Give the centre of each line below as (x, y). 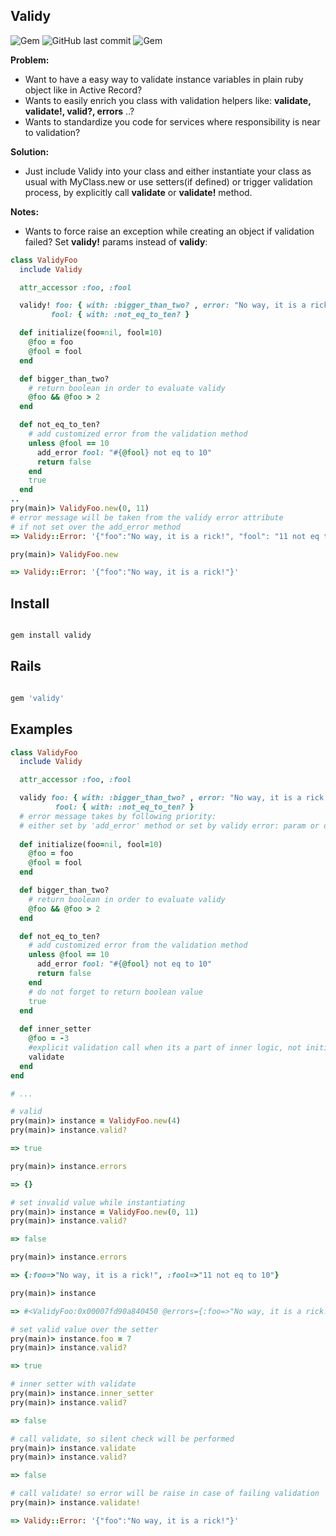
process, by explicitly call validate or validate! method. (138, 192)
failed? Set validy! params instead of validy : (116, 241)
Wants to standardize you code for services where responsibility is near (172, 121)
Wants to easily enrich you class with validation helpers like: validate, (168, 100)
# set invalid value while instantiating (98, 1202)
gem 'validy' (37, 698)
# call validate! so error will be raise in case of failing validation (165, 1494)
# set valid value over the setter (84, 1329)
